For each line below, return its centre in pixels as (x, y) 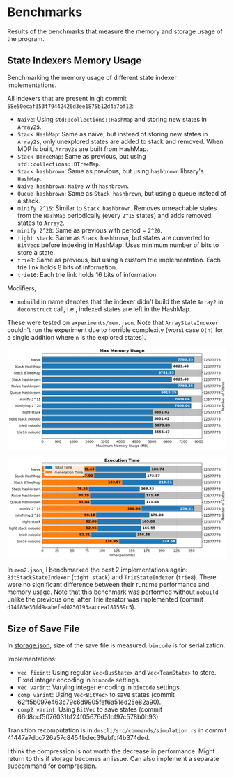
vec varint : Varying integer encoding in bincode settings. (99, 687)
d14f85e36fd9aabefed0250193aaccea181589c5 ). (72, 607)
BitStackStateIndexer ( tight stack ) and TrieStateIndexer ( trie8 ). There (112, 577)
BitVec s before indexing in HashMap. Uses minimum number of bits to (118, 245)
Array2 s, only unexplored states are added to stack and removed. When (120, 141)
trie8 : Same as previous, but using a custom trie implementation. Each (119, 260)
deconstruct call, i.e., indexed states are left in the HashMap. (104, 309)
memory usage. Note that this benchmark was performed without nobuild (113, 592)
